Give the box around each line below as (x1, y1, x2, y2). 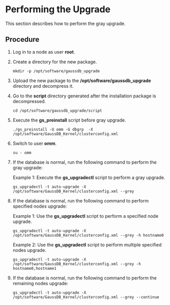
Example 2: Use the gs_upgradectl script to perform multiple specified (12, 241, 162, 248)
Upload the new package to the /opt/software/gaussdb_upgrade (12, 78, 152, 84)
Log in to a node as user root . (12, 48, 76, 55)
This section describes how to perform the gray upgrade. (5, 20, 126, 27)
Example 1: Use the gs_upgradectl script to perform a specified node (12, 213, 159, 219)
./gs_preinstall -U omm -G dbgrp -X (12, 126, 93, 132)
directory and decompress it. (12, 83, 74, 89)
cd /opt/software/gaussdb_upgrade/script (12, 108, 102, 113)
